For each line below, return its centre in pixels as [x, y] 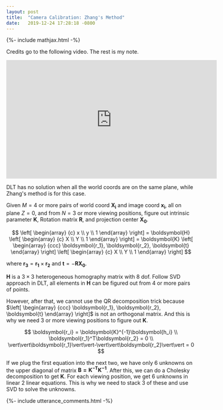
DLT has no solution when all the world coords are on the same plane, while [100, 187]
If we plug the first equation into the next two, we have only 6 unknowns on [99, 362]
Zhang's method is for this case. [46, 194]
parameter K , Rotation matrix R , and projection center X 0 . [77, 220]
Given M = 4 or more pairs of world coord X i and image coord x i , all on [94, 206]
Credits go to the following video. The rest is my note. [73, 52]
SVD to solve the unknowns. [41, 390]
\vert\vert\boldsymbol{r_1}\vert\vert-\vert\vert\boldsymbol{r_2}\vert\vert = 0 [101, 344]
